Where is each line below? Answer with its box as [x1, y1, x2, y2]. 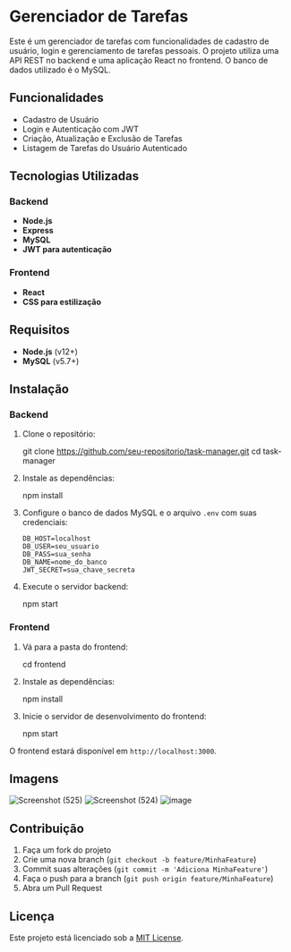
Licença [9, 908, 56, 923]
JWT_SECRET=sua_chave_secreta [21, 565, 136, 574]
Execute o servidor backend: [21, 582, 129, 592]
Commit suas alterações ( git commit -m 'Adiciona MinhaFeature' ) [21, 863, 269, 874]
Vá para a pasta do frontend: [21, 642, 128, 652]
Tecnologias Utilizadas [9, 168, 140, 184]
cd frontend [21, 659, 66, 669]
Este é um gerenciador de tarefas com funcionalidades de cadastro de [9, 36, 270, 47]
